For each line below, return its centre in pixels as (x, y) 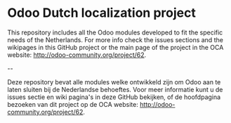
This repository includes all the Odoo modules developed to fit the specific (115, 32)
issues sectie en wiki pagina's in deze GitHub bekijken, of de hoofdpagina (114, 97)
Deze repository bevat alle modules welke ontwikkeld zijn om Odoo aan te (114, 82)
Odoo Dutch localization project (102, 13)
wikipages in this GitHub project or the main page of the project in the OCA (115, 47)
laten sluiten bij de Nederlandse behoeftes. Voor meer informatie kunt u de (115, 89)
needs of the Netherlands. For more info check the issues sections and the (115, 39)
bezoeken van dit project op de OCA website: (73, 104)
